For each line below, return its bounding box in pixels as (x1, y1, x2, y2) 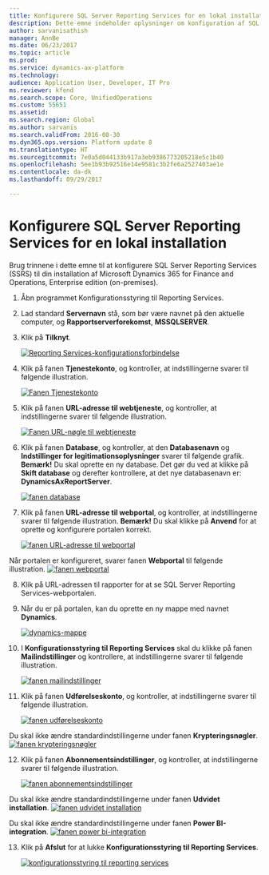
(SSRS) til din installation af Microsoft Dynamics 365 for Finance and (9, 269, 234, 279)
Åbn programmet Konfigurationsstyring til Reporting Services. (20, 293, 224, 303)
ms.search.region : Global (9, 116, 95, 124)
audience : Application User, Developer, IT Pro (9, 78, 171, 86)
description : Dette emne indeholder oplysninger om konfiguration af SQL (9, 19, 260, 27)
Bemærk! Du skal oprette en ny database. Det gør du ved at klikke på (20, 460, 249, 469)
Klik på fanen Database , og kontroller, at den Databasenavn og (20, 442, 230, 452)
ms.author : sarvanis (9, 123, 78, 131)
